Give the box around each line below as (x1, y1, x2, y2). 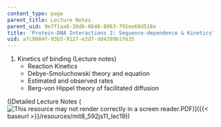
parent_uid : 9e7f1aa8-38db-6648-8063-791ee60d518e (7, 23, 157, 30)
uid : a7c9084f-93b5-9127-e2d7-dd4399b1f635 (7, 36, 135, 43)
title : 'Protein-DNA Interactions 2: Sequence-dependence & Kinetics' (7, 29, 215, 37)
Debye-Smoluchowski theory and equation (27, 70, 150, 78)
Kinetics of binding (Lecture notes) (17, 55, 116, 63)
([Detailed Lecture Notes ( (7, 97, 82, 106)
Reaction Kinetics (27, 62, 78, 70)
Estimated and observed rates (27, 77, 114, 85)
